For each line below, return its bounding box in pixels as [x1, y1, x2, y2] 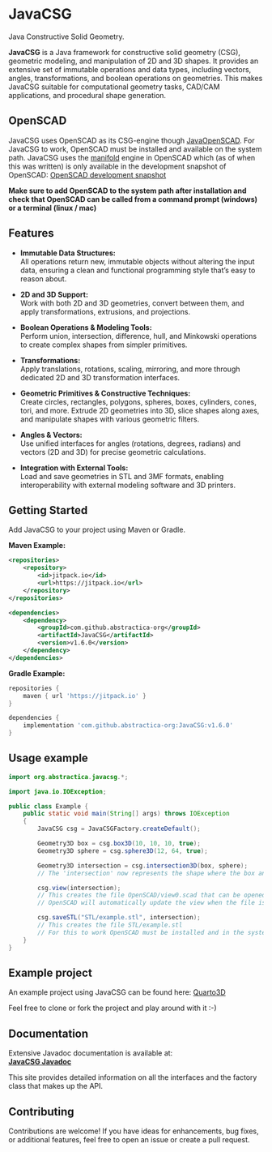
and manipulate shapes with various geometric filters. [19, 414, 200, 424]
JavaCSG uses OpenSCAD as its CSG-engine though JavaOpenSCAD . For [8, 135, 255, 145]
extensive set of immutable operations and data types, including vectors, [8, 64, 252, 74]
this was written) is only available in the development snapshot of [8, 161, 227, 171]
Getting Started [8, 503, 88, 517]
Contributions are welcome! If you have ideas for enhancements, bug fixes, [8, 1126, 259, 1136]
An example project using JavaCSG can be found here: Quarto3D [8, 987, 227, 997]
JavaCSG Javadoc [8, 1057, 71, 1067]
